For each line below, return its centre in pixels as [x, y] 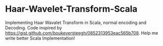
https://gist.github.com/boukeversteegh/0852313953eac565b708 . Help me [82, 33]
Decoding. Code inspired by [34, 27]
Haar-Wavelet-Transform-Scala [71, 9]
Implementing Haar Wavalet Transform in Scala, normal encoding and [76, 23]
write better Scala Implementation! [40, 38]
